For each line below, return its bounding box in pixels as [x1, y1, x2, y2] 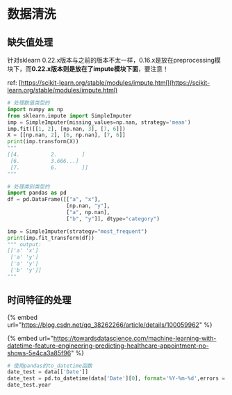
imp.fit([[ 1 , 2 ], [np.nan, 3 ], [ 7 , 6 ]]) [7, 125, 126, 132]
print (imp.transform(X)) [7, 138, 79, 145]
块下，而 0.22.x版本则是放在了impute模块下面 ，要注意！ [7, 65, 169, 73]
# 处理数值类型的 [7, 99, 50, 106]
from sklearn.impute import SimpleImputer [7, 112, 132, 119]
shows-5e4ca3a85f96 [7, 348, 72, 357]
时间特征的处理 [7, 294, 72, 306]
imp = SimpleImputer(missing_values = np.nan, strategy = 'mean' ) [7, 119, 191, 126]
